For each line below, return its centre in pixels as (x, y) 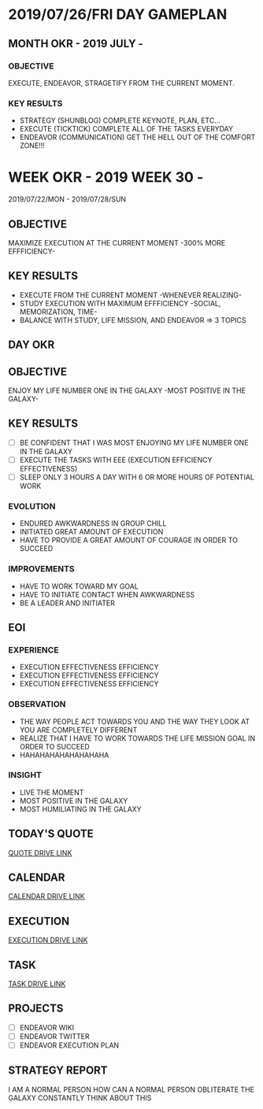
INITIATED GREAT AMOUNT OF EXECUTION (91, 532)
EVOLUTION (32, 506)
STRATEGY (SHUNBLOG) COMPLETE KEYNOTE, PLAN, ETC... (120, 120)
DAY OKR (31, 345)
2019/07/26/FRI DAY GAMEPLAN (118, 15)
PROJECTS (36, 1009)
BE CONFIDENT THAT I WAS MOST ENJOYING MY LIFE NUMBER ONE (134, 442)
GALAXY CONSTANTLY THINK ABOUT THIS (80, 1098)
